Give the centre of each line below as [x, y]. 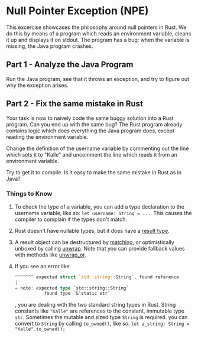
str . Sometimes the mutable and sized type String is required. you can [101, 317]
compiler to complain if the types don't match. [71, 219]
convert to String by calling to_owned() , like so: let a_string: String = [102, 324]
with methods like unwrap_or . [51, 255]
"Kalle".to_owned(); [40, 329]
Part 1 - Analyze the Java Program [70, 65]
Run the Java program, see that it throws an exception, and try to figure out [98, 79]
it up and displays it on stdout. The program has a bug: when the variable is [98, 40]
